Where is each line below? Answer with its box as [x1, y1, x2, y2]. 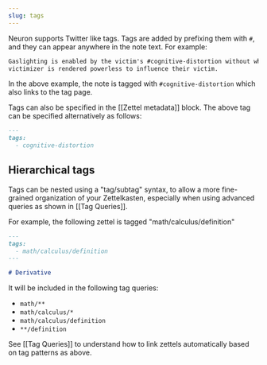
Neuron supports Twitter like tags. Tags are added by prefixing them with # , [8, 33, 256, 43]
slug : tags [8, 11, 44, 20]
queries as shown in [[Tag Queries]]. [8, 201, 128, 211]
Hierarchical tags [8, 164, 95, 177]
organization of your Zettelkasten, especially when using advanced [35, 192, 255, 203]
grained [8, 192, 34, 203]
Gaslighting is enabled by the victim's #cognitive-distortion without [8, 57, 250, 65]
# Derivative [8, 269, 52, 277]
